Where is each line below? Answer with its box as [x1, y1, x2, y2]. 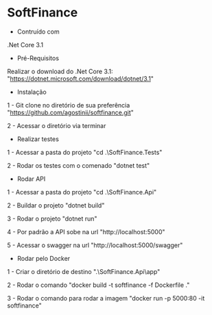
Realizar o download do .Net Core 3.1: [7, 67, 113, 75]
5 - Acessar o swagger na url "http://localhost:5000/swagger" [7, 241, 183, 249]
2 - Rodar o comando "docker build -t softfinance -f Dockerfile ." [7, 281, 190, 289]
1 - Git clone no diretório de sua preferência [7, 101, 130, 109]
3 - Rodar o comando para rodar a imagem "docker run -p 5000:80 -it [7, 294, 205, 302]
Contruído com [16, 27, 60, 36]
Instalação [16, 88, 47, 96]
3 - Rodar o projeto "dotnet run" [7, 214, 97, 223]
